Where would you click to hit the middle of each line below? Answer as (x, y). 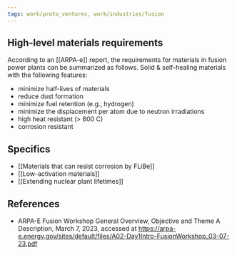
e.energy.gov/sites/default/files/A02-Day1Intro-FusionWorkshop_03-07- (123, 236)
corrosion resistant (45, 127)
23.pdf (27, 244)
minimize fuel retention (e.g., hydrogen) (76, 104)
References (34, 204)
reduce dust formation (51, 96)
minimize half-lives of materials (64, 89)
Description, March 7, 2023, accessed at (77, 229)
